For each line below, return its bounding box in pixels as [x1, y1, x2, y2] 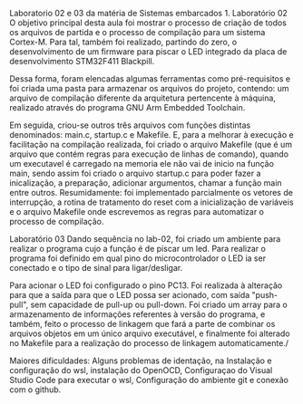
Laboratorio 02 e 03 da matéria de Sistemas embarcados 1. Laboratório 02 [9, 8, 288, 18]
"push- [251, 290, 279, 300]
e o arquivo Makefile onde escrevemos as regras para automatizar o [9, 207, 265, 216]
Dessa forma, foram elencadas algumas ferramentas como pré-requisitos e [9, 73, 291, 84]
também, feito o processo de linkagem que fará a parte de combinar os [9, 319, 276, 329]
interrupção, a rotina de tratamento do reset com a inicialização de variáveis [9, 197, 294, 207]
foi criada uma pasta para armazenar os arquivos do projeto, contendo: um [9, 83, 289, 93]
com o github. [9, 384, 62, 395]
